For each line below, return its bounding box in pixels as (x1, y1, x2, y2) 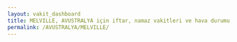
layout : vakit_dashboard (7, 10, 81, 18)
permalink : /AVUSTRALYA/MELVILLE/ (7, 23, 110, 31)
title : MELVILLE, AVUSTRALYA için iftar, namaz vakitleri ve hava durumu (7, 17, 231, 24)
